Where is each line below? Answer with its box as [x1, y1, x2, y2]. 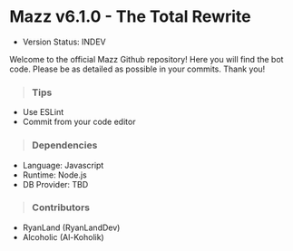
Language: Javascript [22, 159, 104, 170]
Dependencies [31, 139, 98, 151]
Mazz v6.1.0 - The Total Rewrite [9, 6, 251, 27]
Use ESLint [22, 107, 64, 118]
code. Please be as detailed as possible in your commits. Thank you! [9, 63, 266, 74]
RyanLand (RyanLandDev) [22, 222, 121, 233]
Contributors [31, 201, 91, 214]
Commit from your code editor [22, 116, 136, 128]
